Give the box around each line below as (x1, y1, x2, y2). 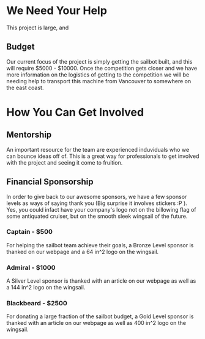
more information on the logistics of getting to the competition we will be (6, 71, 190, 78)
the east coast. (6, 84, 44, 91)
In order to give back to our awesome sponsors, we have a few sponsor (6, 193, 187, 200)
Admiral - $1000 (6, 263, 56, 272)
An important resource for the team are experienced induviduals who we (6, 146, 190, 153)
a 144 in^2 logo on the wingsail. (6, 284, 86, 291)
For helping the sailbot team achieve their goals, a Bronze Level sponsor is (6, 241, 194, 248)
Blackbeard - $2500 (6, 299, 67, 308)
